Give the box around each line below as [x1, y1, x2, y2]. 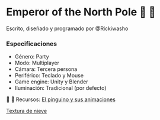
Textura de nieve [6, 108, 47, 115]
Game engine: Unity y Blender [14, 78, 88, 85]
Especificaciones [6, 40, 57, 48]
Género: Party [14, 53, 49, 60]
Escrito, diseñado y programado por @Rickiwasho [6, 25, 129, 32]
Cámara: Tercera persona [14, 66, 78, 73]
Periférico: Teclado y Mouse [14, 72, 84, 79]
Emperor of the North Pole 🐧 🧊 [6, 5, 156, 19]
